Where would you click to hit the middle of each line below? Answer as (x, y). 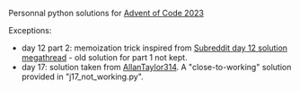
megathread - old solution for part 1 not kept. (104, 57)
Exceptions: (30, 30)
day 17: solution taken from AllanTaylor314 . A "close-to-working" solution (156, 67)
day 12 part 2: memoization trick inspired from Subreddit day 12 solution (154, 48)
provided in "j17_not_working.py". (83, 77)
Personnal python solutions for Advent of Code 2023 (106, 13)
